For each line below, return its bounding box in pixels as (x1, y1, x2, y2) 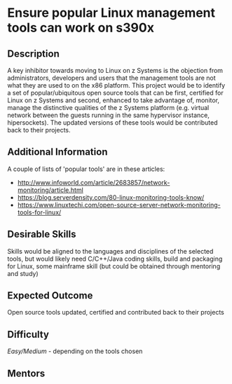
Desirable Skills (7, 228, 76, 240)
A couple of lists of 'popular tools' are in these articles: (7, 165, 165, 173)
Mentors (7, 367, 46, 379)
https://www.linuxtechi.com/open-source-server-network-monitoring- (17, 200, 221, 209)
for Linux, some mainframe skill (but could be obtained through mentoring (7, 261, 221, 270)
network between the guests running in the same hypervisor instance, (7, 111, 210, 119)
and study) (7, 269, 39, 277)
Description (7, 48, 60, 60)
